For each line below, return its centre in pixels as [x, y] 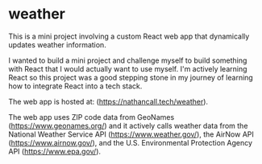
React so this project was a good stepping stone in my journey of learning [131, 77]
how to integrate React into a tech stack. [75, 86]
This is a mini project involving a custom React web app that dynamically [129, 36]
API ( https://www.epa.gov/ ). [55, 151]
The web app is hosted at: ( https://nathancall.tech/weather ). [108, 101]
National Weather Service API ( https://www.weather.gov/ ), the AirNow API [131, 134]
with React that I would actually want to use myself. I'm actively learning [128, 68]
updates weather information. [57, 44]
